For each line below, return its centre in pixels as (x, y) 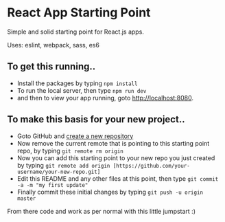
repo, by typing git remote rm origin (70, 151)
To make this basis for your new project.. (96, 119)
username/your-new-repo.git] (59, 172)
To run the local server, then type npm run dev (82, 90)
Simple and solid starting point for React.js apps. (75, 32)
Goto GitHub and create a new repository (75, 136)
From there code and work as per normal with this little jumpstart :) (102, 211)
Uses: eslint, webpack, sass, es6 (53, 45)
